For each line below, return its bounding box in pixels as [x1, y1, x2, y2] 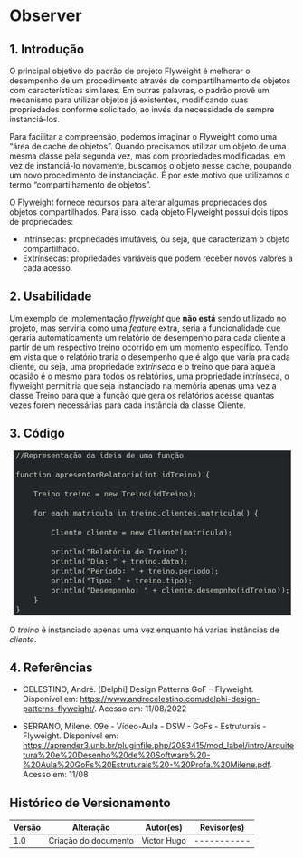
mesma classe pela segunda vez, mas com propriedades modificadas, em [9, 150, 286, 161]
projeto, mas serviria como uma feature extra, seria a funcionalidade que [9, 323, 281, 333]
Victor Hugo [141, 835, 187, 845]
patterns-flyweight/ [22, 703, 95, 714]
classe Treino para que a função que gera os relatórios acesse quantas [9, 390, 275, 400]
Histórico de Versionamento [9, 795, 171, 811]
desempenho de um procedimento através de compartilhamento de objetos [9, 75, 291, 86]
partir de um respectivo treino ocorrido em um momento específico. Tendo [9, 342, 289, 352]
